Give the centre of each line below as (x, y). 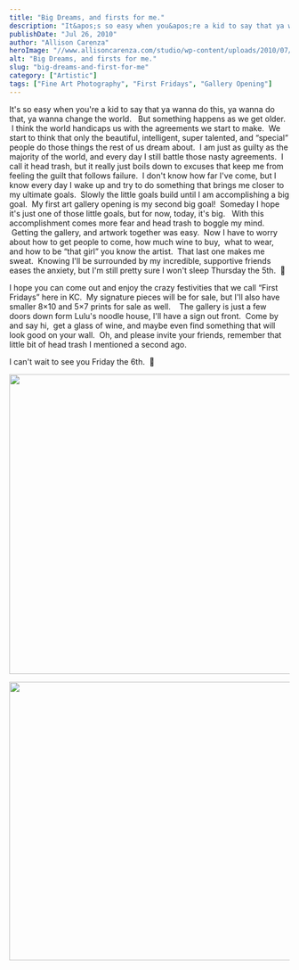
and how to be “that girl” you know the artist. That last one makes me (137, 251)
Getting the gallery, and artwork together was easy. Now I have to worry (145, 232)
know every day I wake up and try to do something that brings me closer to (147, 185)
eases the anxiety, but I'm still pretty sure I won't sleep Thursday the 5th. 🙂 (148, 270)
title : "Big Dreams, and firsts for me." (87, 17)
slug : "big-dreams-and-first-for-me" (79, 68)
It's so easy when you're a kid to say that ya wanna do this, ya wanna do (142, 109)
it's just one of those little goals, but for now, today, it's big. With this (137, 213)
